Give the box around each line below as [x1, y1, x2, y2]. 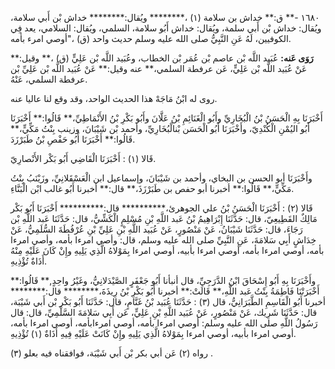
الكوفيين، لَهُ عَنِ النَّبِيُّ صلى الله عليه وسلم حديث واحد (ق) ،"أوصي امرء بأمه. [10, 33, 292, 44]
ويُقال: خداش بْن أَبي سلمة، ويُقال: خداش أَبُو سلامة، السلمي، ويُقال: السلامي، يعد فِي [10, 22, 322, 34]
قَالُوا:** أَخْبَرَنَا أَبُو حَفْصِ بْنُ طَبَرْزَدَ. [10, 133, 136, 145]
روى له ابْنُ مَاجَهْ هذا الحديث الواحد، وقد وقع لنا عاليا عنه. [10, 93, 218, 104]
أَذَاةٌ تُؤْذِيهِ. [10, 255, 48, 267]
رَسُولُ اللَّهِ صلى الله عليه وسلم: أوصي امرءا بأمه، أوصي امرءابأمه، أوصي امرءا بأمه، [10, 317, 318, 329]
